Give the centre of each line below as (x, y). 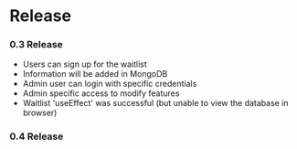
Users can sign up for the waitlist (85, 64)
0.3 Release (37, 45)
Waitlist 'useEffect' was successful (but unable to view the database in (156, 103)
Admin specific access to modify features (101, 93)
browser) (40, 113)
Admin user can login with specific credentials (110, 84)
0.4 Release (37, 136)
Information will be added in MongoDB (95, 74)
